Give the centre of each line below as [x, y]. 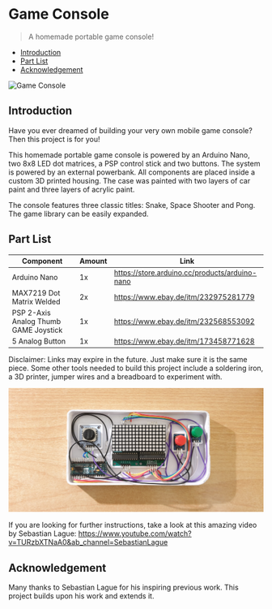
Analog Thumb [36, 321]
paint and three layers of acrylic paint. [72, 189]
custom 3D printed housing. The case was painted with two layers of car [130, 180]
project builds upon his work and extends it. [81, 596]
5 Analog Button [39, 341]
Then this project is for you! [54, 139]
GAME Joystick [37, 330]
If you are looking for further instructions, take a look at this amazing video [133, 525]
